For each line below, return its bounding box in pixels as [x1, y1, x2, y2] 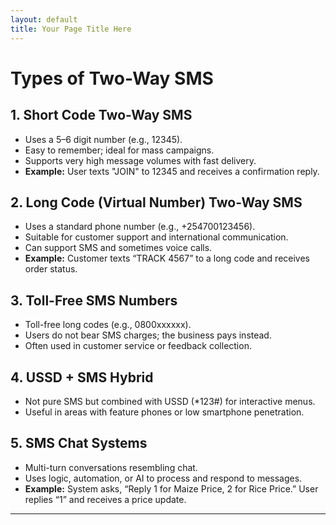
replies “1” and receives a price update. [24, 493, 187, 505]
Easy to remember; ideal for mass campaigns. [24, 144, 215, 156]
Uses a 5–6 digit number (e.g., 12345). [24, 133, 183, 145]
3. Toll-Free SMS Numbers [10, 292, 178, 309]
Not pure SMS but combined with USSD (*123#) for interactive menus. [24, 395, 316, 407]
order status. [24, 263, 78, 275]
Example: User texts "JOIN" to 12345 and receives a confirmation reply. [24, 165, 320, 177]
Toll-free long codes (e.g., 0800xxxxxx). [24, 319, 192, 331]
